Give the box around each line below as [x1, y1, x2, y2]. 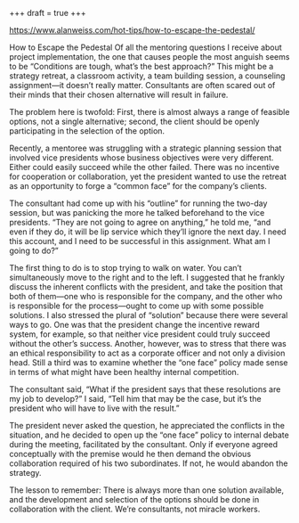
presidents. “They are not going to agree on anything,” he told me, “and [9, 217, 271, 227]
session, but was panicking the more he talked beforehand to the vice [9, 208, 265, 217]
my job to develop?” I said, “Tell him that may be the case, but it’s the [9, 394, 262, 404]
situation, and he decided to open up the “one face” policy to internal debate [9, 429, 289, 440]
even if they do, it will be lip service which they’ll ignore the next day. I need [9, 226, 287, 237]
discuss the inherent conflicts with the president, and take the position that [9, 282, 283, 292]
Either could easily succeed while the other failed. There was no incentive [9, 162, 280, 172]
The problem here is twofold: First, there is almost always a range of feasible [9, 107, 290, 117]
